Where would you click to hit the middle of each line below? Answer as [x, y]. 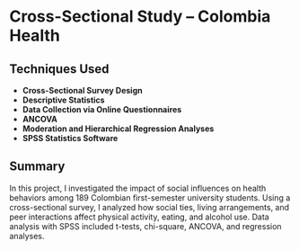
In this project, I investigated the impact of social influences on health [138, 188]
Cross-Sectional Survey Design [82, 90]
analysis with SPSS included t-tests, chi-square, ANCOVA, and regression [145, 226]
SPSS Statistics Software [70, 138]
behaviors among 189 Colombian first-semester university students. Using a [150, 197]
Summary [37, 167]
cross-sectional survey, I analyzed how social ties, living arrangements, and [149, 207]
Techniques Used [59, 69]
